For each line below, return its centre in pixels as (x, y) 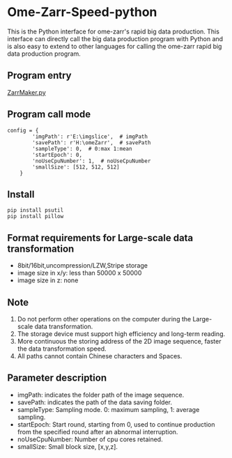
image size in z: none (48, 280)
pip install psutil (36, 211)
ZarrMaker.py (27, 92)
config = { (23, 130)
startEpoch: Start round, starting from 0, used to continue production (116, 424)
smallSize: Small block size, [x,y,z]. (68, 446)
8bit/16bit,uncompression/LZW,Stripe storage (83, 266)
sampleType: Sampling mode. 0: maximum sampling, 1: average (108, 409)
